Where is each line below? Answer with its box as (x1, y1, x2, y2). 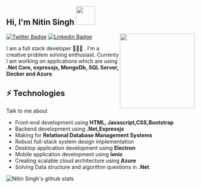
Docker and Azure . (6, 70, 54, 77)
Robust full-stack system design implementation (14, 138, 135, 145)
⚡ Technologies (6, 88, 65, 99)
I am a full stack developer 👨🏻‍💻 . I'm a (6, 44, 100, 51)
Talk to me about (6, 107, 48, 114)
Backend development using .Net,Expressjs (14, 125, 124, 132)
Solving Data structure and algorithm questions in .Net (14, 163, 150, 171)
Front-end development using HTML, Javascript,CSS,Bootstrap (14, 119, 174, 126)
